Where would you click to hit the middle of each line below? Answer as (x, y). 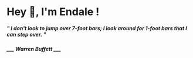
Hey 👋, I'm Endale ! (53, 12)
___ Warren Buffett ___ (34, 49)
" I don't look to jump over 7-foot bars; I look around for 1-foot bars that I (97, 28)
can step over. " (26, 34)
